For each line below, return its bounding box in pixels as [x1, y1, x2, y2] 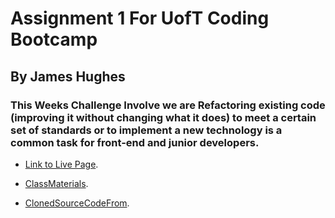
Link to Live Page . [24, 158, 99, 170]
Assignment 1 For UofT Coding [10, 7, 270, 30]
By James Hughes [10, 68, 126, 85]
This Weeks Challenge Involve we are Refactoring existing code [10, 98, 326, 112]
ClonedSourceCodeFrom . [24, 197, 130, 209]
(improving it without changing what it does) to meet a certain [10, 110, 317, 124]
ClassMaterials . [24, 177, 89, 189]
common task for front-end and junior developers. [10, 135, 260, 149]
